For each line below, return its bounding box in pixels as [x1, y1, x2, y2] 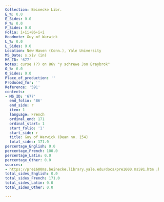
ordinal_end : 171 [9, 116, 45, 122]
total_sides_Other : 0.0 [5, 185, 54, 190]
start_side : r [9, 130, 38, 135]
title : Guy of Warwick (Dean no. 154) [9, 135, 89, 140]
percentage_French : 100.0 [5, 149, 58, 153]
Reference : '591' [5, 84, 41, 90]
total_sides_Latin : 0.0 [5, 180, 54, 185]
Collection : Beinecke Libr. [5, 7, 62, 12]
